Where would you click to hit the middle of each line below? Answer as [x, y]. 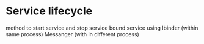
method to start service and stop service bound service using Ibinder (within [102, 28]
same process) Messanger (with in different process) [73, 34]
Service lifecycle [49, 11]
